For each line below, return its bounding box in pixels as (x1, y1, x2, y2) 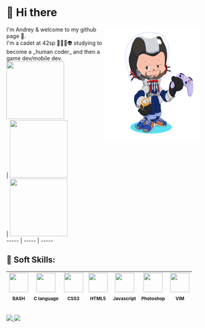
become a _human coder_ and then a (6, 48, 100, 55)
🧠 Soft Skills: (6, 254, 56, 265)
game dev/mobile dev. (6, 55, 63, 62)
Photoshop (141, 296, 166, 302)
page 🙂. (6, 32, 26, 39)
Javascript (112, 296, 136, 302)
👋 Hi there (6, 6, 57, 20)
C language (33, 296, 59, 302)
